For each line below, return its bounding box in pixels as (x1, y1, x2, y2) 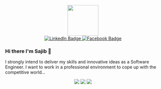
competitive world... (5, 69, 46, 75)
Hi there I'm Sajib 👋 (5, 48, 52, 55)
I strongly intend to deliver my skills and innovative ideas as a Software (5, 59, 149, 65)
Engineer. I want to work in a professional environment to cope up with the (5, 64, 157, 70)
